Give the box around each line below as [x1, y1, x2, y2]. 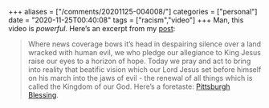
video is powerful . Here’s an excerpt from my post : [8, 24, 176, 33]
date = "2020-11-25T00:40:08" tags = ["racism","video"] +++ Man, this [8, 15, 244, 25]
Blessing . [27, 90, 59, 99]
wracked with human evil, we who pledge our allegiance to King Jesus [27, 48, 261, 57]
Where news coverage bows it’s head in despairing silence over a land [27, 39, 262, 49]
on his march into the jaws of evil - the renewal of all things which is [27, 74, 253, 82]
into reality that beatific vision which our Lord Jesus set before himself [27, 65, 262, 74]
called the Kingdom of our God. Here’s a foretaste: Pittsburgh [27, 82, 230, 91]
